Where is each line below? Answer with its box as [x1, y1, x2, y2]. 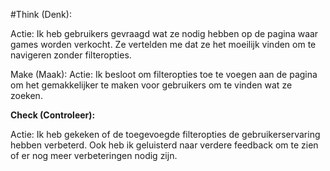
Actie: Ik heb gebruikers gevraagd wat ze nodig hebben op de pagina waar [10, 28, 319, 39]
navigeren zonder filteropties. [10, 49, 132, 61]
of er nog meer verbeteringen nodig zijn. [10, 150, 178, 161]
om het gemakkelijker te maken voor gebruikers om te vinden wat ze [10, 79, 293, 91]
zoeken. [10, 90, 43, 101]
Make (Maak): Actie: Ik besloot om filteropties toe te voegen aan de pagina [10, 69, 318, 80]
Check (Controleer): [10, 109, 96, 121]
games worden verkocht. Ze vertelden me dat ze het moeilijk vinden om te [10, 39, 317, 50]
